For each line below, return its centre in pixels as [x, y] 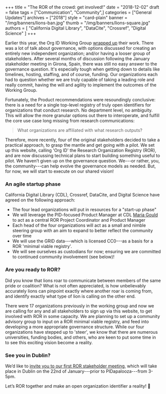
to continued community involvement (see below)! [63, 257]
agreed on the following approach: [40, 200]
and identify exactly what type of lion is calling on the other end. [70, 296]
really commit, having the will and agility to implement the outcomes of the [81, 85]
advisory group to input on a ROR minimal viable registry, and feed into [77, 321]
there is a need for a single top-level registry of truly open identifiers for [78, 105]
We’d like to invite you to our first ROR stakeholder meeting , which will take [81, 366]
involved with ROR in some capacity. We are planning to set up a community [83, 316]
